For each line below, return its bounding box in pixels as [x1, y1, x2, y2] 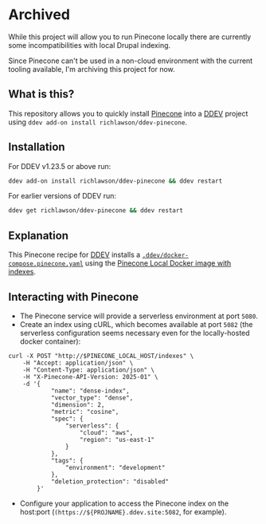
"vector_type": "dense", [50, 393, 134, 402]
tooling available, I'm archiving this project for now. [8, 64, 175, 73]
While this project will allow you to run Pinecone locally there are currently [8, 32, 252, 41]
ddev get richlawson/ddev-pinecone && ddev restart [8, 207, 183, 215]
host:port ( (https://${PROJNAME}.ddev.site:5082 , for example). [19, 506, 227, 516]
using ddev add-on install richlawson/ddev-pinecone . [8, 117, 187, 127]
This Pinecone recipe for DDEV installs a [8, 250, 141, 260]
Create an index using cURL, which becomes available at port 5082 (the [19, 319, 253, 329]
